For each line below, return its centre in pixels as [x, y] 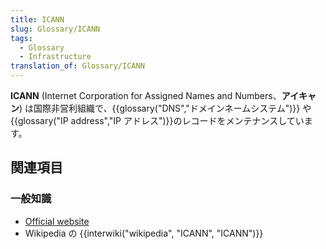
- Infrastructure [55, 57]
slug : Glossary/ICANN [55, 29]
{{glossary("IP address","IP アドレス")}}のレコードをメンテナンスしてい [157, 120]
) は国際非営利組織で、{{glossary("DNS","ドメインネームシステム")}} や [165, 108]
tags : [21, 38]
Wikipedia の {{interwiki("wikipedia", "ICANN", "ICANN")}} [144, 233]
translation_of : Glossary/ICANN [77, 66]
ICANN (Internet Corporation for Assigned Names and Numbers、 [146, 95]
